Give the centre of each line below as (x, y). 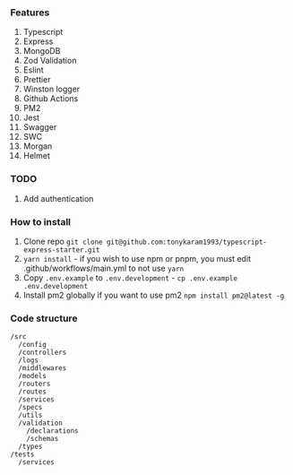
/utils (30, 415)
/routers (34, 384)
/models (33, 376)
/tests (22, 454)
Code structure (44, 318)
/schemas (43, 439)
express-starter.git (61, 250)
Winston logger (52, 89)
